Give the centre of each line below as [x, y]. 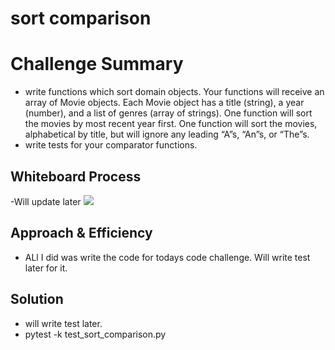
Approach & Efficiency [81, 233]
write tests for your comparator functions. [111, 145]
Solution [37, 299]
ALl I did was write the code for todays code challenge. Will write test [167, 257]
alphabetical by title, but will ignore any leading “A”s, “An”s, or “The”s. [167, 134]
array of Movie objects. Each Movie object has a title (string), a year [164, 103]
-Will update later [46, 201]
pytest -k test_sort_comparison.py [95, 334]
